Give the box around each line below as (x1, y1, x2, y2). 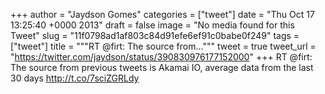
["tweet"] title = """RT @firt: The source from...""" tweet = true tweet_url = (10, 40, 317, 52)
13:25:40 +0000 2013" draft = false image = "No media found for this (10, 19, 295, 31)
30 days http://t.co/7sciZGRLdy (10, 72, 140, 84)
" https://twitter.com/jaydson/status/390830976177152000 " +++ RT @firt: (10, 51, 313, 63)
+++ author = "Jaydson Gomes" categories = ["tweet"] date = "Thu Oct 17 (10, 9, 315, 20)
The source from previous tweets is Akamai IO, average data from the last (10, 62, 314, 73)
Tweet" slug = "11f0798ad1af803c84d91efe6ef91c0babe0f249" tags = (10, 30, 300, 41)
